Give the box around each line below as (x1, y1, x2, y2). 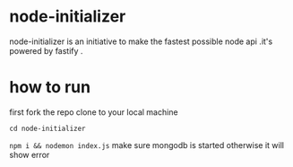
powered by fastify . (9, 45, 83, 56)
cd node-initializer (9, 124, 87, 133)
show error (9, 149, 50, 160)
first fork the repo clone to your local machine (9, 106, 178, 118)
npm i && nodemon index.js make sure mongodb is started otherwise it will (9, 139, 285, 150)
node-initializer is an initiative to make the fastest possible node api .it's (9, 36, 273, 47)
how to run (9, 77, 91, 98)
